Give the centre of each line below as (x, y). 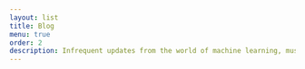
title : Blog (32, 26)
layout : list (34, 17)
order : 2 (26, 43)
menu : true (30, 34)
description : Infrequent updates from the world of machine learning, (146, 51)
